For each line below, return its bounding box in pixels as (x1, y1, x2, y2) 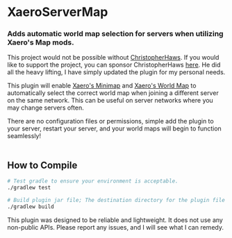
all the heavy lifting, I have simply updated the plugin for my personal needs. (7, 68, 226, 76)
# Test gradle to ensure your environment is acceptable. (7, 178, 179, 185)
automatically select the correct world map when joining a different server (7, 89, 219, 97)
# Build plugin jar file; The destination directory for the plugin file (7, 197, 226, 204)
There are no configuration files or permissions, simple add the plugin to (7, 117, 214, 126)
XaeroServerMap (7, 4, 108, 20)
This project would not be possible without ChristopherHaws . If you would (7, 53, 219, 62)
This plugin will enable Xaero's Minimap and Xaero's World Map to (7, 81, 197, 90)
